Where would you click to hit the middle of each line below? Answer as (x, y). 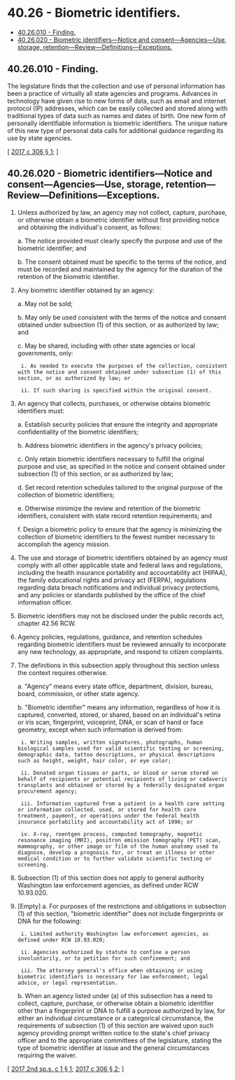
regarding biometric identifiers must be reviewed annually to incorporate (122, 644)
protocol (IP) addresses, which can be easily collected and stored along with (117, 108)
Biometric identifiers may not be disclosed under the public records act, (121, 616)
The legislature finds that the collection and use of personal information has (116, 86)
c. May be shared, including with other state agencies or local (106, 346)
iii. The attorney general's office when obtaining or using (112, 970)
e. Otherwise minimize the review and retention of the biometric (109, 508)
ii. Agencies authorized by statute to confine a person (105, 952)
